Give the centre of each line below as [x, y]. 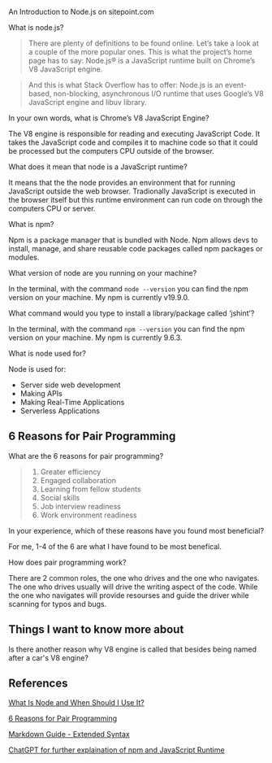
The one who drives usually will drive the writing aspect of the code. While [133, 586]
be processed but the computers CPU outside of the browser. [112, 151]
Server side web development [70, 385]
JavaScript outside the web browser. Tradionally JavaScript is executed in [132, 191]
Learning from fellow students [91, 489]
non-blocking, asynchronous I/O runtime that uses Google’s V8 [158, 94]
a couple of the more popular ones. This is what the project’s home [140, 52]
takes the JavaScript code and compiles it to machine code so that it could [133, 142]
